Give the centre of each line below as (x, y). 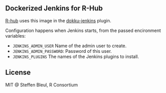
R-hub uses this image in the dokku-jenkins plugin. (58, 20)
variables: (15, 36)
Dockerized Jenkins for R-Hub (54, 8)
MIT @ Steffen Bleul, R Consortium (42, 85)
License (18, 72)
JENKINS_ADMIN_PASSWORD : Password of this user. (62, 51)
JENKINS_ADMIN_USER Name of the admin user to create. (70, 46)
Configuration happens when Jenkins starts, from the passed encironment (83, 30)
